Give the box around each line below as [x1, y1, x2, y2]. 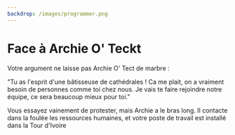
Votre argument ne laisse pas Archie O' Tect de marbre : [7, 64, 170, 72]
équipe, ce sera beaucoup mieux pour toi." [7, 92, 130, 101]
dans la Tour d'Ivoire [7, 121, 67, 129]
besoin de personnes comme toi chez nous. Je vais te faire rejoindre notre [7, 85, 222, 94]
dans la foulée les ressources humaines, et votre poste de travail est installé [7, 113, 227, 122]
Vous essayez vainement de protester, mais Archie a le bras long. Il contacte [7, 106, 228, 115]
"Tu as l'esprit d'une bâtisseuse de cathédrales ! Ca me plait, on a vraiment [7, 77, 224, 86]
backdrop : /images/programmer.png [7, 10, 109, 18]
